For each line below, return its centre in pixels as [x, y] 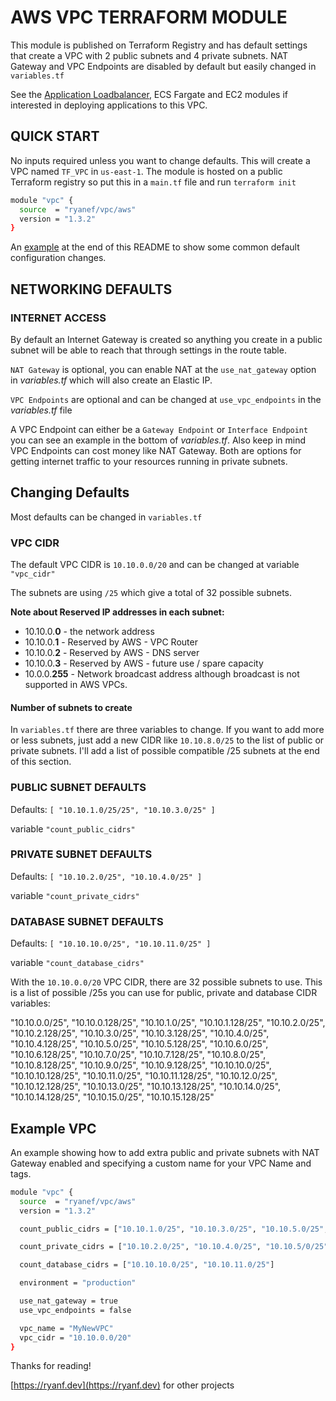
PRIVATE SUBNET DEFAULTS [81, 854]
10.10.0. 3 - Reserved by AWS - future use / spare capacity [144, 663]
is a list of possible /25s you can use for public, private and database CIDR [164, 993]
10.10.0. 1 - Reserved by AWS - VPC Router [111, 642]
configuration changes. [58, 258]
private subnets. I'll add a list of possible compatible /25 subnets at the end [165, 751]
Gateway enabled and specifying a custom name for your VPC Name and [161, 1163]
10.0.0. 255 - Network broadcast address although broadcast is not [162, 674]
